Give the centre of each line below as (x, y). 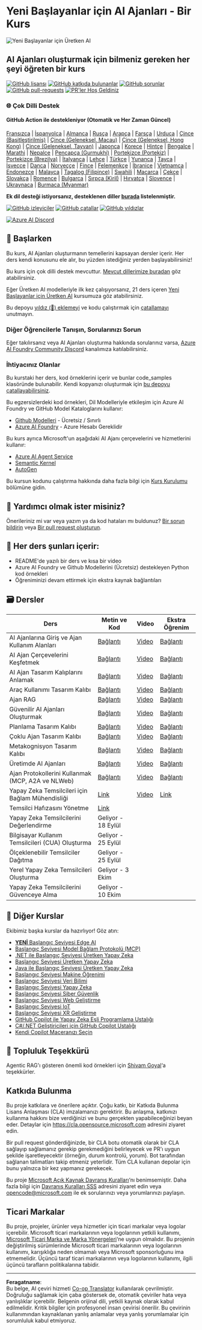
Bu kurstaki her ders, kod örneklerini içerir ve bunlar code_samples (89, 378)
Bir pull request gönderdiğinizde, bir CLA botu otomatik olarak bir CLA (93, 1143)
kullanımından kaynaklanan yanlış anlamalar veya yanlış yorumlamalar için (98, 1314)
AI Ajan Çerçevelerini (39, 654)
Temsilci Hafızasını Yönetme (49, 808)
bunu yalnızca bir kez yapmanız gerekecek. (60, 1168)
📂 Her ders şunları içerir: (53, 546)
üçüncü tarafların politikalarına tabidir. (53, 1264)
